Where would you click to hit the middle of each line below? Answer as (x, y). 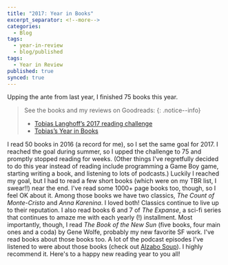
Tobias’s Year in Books (66, 131)
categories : (24, 26)
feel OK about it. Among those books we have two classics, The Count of (111, 195)
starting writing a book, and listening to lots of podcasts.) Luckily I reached (113, 173)
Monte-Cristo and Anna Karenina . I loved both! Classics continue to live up (113, 203)
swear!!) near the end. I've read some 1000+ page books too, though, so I (112, 188)
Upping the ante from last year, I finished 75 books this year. (92, 97)
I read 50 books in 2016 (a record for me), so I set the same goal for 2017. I (113, 145)
